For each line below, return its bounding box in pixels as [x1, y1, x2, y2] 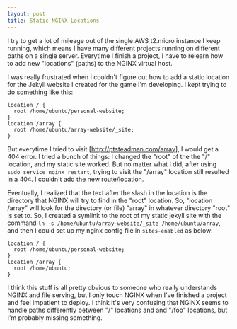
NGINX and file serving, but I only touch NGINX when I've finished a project [7, 291, 228, 299]
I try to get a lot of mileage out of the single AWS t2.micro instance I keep [7, 36, 221, 45]
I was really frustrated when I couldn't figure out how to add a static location [7, 72, 230, 81]
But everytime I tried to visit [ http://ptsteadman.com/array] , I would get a [7, 144, 219, 153]
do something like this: [7, 88, 74, 96]
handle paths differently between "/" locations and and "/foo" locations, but [7, 306, 228, 314]
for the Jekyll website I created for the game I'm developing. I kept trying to [7, 80, 227, 88]
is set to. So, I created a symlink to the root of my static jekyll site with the [7, 211, 222, 219]
